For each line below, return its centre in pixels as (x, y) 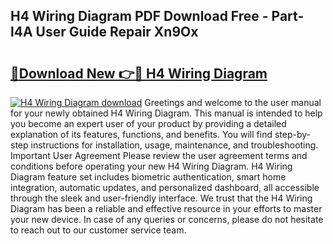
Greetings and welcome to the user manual (233, 102)
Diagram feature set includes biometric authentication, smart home (148, 177)
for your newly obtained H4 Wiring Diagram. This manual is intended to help (166, 113)
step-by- (292, 134)
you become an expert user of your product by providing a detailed (148, 123)
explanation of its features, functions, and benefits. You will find (141, 134)
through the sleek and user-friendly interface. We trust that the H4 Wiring (161, 198)
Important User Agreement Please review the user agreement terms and (159, 155)
